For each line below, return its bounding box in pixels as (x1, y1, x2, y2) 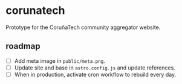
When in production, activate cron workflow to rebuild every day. (14, 71, 177, 78)
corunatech (5, 4, 65, 18)
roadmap (5, 41, 41, 51)
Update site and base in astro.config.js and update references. (14, 64, 176, 71)
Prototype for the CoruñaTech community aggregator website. (5, 24, 161, 31)
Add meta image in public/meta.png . (14, 57, 105, 64)
